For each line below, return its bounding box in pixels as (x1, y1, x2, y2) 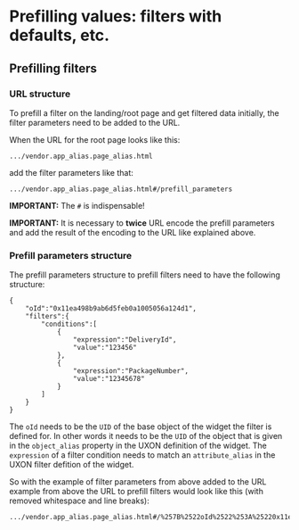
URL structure (9, 87, 71, 100)
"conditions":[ (41, 319, 98, 329)
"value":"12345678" (72, 375, 145, 384)
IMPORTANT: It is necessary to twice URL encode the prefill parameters (9, 217, 275, 228)
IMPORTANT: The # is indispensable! (9, 200, 145, 211)
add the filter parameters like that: (9, 167, 133, 178)
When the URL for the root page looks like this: (9, 134, 181, 145)
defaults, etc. (9, 25, 109, 46)
